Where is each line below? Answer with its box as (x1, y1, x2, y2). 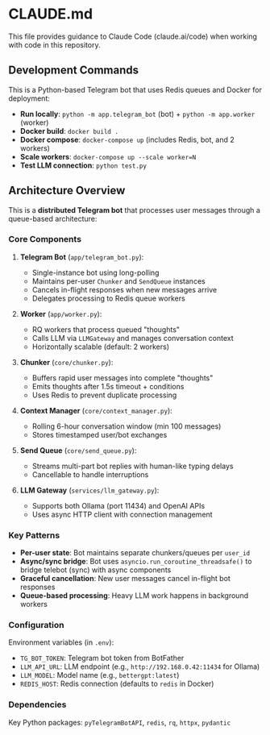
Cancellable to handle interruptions (31, 469, 149, 480)
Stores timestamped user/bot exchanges (31, 430, 168, 439)
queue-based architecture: (8, 214, 98, 223)
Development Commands (8, 64, 139, 77)
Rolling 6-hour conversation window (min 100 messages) (31, 421, 222, 431)
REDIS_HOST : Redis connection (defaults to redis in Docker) (19, 679, 214, 689)
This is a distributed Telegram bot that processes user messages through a (8, 205, 260, 214)
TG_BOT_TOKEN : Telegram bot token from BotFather (19, 654, 185, 663)
